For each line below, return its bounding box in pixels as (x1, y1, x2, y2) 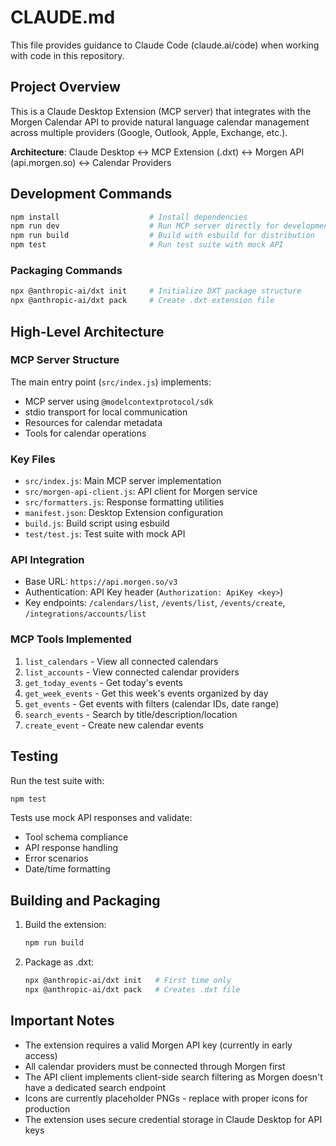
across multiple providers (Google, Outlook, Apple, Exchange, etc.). (10, 126, 288, 138)
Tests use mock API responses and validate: (10, 812, 193, 824)
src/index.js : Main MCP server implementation (24, 475, 222, 487)
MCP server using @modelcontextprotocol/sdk (24, 395, 214, 407)
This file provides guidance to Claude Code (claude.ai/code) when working (10, 39, 320, 51)
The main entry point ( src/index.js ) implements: (10, 376, 212, 388)
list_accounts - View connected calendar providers (24, 666, 240, 678)
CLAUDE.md (10, 6, 116, 29)
